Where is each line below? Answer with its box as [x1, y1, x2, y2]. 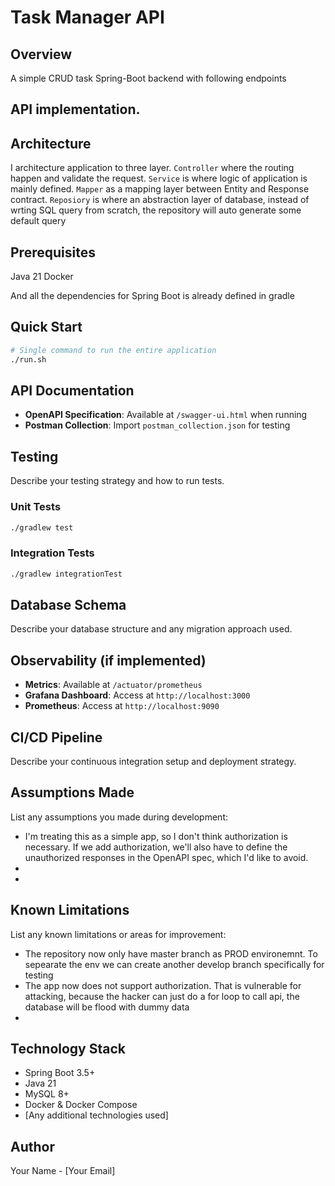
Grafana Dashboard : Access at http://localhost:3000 [24, 689, 251, 701]
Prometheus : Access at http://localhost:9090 [24, 700, 220, 712]
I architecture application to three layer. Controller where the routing [10, 162, 295, 174]
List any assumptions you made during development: [10, 811, 228, 823]
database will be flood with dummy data [24, 1001, 190, 1013]
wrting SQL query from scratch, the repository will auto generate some [10, 204, 302, 216]
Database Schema [10, 596, 127, 613]
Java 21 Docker [10, 271, 74, 283]
